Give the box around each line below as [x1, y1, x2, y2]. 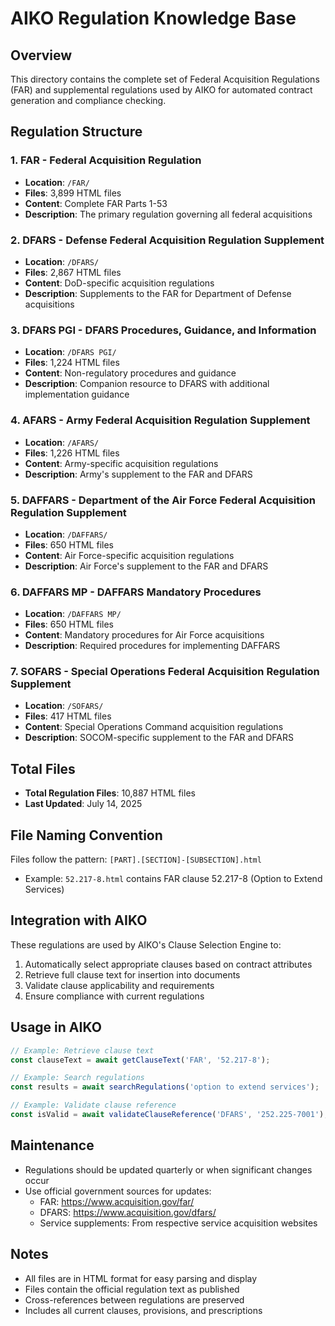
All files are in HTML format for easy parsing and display [24, 1272, 258, 1284]
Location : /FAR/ [24, 176, 90, 188]
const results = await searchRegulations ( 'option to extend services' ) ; [10, 1082, 320, 1092]
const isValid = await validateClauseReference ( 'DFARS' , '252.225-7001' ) [10, 1110, 325, 1120]
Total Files [10, 760, 76, 777]
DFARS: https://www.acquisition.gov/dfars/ [39, 1206, 217, 1218]
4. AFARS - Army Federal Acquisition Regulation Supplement [10, 413, 311, 427]
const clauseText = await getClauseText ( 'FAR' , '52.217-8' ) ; [10, 1055, 271, 1065]
